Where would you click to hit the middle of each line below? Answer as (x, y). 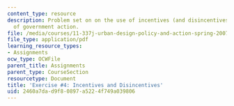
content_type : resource (42, 14)
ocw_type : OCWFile (34, 59)
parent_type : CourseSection (48, 72)
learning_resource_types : (45, 46)
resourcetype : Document (42, 78)
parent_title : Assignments (46, 66)
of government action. (46, 26)
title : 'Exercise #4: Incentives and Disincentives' (85, 85)
